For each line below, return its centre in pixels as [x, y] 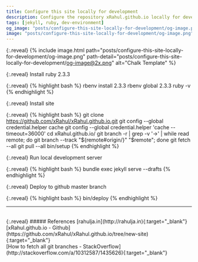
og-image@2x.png [89, 63]
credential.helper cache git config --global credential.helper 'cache [88, 127]
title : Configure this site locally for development [72, 12]
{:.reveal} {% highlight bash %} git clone [55, 115]
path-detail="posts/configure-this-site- [134, 57]
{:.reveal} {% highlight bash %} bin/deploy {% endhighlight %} [82, 198]
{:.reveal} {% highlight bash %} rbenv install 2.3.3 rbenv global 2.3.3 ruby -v [98, 86]
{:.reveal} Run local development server [54, 158]
